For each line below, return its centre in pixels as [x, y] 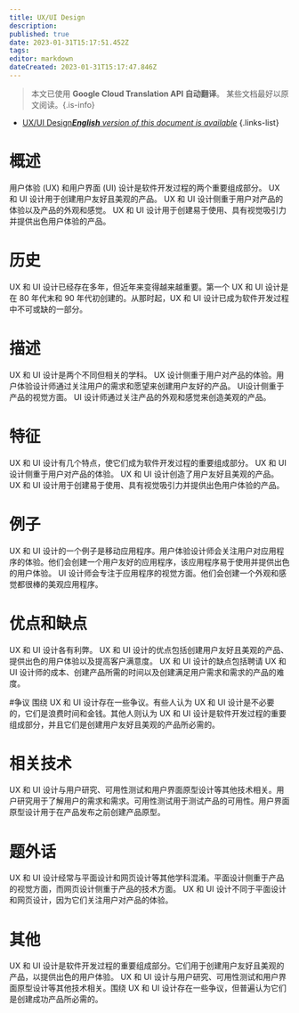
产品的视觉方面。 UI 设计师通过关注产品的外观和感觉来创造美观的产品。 [140, 396]
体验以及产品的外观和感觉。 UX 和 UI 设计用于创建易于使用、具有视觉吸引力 [148, 209]
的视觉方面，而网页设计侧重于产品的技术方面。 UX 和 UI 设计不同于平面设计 [148, 889]
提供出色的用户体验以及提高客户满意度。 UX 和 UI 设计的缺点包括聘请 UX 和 [148, 661]
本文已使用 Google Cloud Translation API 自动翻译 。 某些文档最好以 [156, 94]
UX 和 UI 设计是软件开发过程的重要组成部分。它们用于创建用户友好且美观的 [147, 966]
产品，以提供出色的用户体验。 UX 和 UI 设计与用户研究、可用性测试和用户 [144, 977]
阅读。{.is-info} [67, 104]
